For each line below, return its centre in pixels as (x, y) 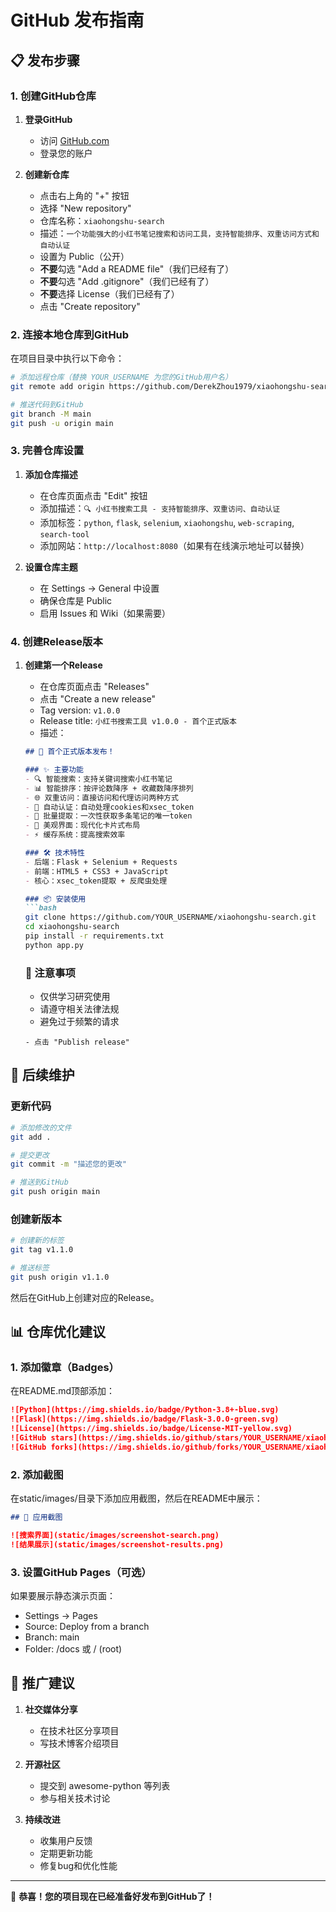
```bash (40, 908)
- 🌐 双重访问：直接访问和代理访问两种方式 (101, 797)
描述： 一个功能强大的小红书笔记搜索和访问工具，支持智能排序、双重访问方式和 (179, 233)
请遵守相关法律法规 (79, 1009)
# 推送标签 (30, 1268)
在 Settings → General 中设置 (99, 588)
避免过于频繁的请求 (79, 1022)
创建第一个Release (63, 665)
